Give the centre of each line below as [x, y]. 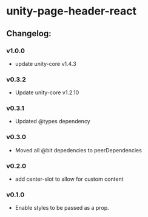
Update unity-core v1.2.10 [47, 92]
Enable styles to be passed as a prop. [62, 208]
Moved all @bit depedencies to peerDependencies [79, 150]
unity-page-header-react [71, 11]
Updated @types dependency [52, 121]
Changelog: [29, 34]
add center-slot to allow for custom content [69, 179]
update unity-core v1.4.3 [46, 63]
